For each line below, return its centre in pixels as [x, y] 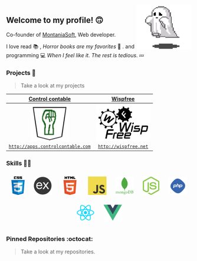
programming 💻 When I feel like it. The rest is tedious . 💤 [75, 55]
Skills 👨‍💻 [19, 163]
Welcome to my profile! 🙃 [55, 20]
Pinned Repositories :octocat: [50, 239]
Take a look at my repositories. [58, 252]
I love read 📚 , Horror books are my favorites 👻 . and [70, 46]
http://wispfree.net [123, 147]
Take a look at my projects [52, 86]
